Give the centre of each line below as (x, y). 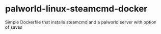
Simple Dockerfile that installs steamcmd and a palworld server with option (81, 22)
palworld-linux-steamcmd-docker (76, 9)
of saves (14, 27)
